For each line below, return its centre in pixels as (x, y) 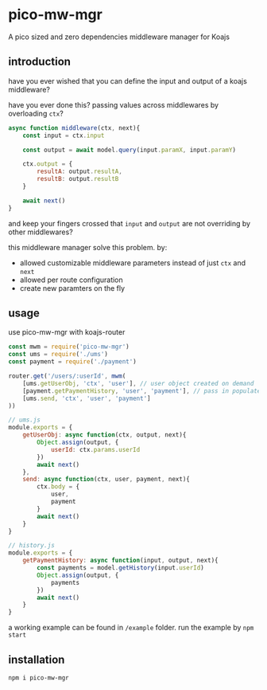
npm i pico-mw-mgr (39, 678)
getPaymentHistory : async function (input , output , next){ (120, 561)
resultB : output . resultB (78, 179)
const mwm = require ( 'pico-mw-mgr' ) (69, 347)
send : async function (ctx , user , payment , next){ (106, 480)
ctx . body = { (58, 487)
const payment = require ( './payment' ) (72, 362)
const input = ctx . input (64, 135)
